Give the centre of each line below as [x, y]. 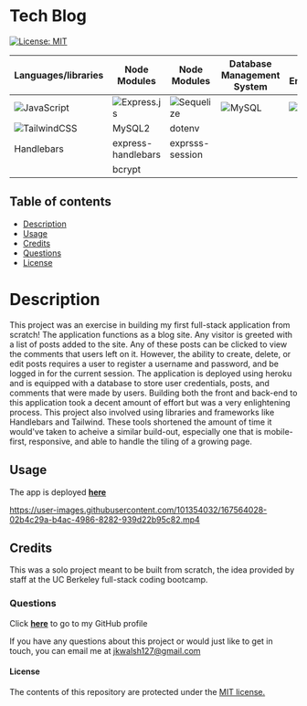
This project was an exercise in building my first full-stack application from [150, 324]
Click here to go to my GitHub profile [79, 623]
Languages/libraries [59, 75]
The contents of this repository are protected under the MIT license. [138, 691]
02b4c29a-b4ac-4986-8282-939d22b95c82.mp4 [105, 519]
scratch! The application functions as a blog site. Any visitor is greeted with [151, 334]
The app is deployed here [58, 492]
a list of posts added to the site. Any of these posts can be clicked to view [148, 344]
